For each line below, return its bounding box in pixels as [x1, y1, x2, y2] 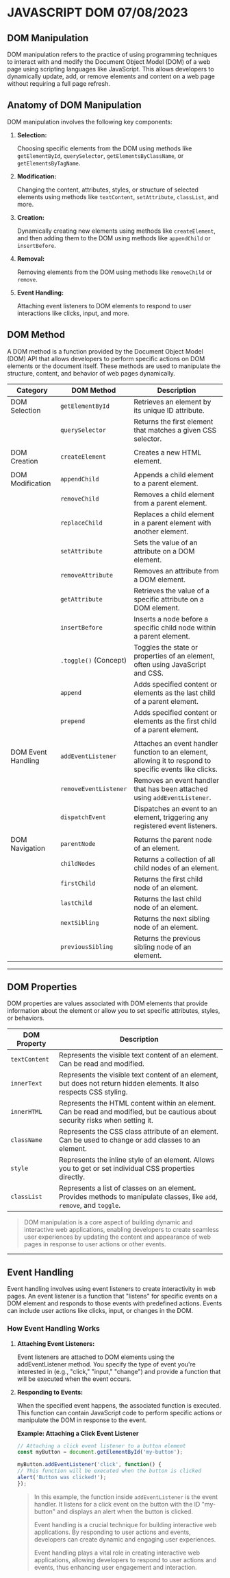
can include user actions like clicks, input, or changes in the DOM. [7, 1307, 194, 1315]
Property [16, 1039, 47, 1049]
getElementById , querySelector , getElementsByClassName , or [16, 151, 184, 159]
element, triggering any [133, 812, 209, 822]
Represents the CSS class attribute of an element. [59, 1127, 219, 1136]
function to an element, [133, 747, 208, 757]
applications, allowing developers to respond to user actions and [34, 1555, 217, 1564]
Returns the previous [133, 933, 201, 943]
